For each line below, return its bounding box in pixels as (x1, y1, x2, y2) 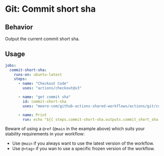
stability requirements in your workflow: (5, 131, 85, 137)
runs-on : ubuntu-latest (14, 72, 62, 77)
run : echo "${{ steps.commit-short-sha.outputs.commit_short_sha (22, 117, 159, 122)
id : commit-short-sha (22, 99, 67, 104)
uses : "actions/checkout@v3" (22, 86, 82, 91)
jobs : (5, 63, 16, 68)
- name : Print (18, 112, 47, 117)
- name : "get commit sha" (18, 94, 71, 100)
